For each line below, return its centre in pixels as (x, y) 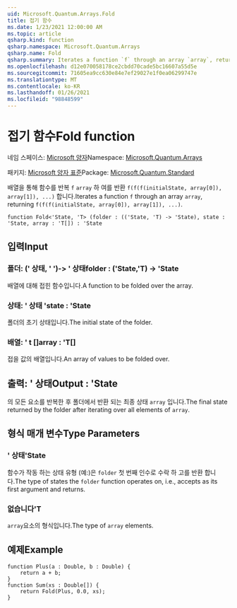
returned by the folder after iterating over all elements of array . (99, 410)
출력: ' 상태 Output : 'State (63, 384)
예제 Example (35, 550)
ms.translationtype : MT (42, 80)
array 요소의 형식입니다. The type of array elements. (80, 526)
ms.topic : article (34, 34)
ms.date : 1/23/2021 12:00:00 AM (55, 27)
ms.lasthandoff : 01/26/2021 (49, 93)
